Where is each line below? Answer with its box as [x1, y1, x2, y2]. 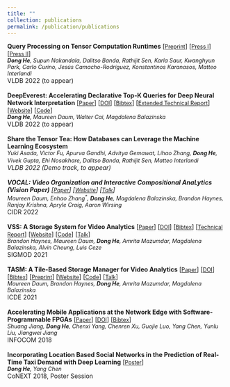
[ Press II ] [7, 49, 31, 58]
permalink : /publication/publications [7, 23, 120, 30]
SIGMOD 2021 [7, 250, 48, 258]
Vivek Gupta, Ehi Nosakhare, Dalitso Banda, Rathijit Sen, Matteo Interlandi [7, 157, 199, 164]
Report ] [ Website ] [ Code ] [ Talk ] [7, 230, 91, 238]
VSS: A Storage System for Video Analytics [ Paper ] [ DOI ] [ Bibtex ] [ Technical [7, 222, 223, 230]
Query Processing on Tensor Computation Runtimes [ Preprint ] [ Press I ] [7, 42, 212, 51]
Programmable [7, 315, 51, 324]
